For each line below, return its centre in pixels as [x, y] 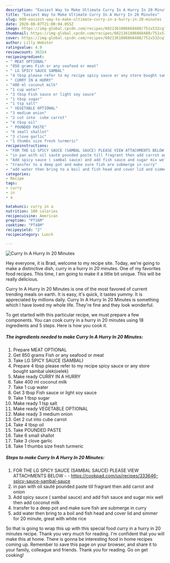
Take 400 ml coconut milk [40, 382]
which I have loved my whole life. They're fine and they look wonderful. [80, 305]
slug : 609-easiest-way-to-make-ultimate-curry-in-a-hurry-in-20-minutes [84, 19]
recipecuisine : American [32, 216]
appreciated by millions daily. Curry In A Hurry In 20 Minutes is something [82, 299]
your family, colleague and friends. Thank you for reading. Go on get [77, 549]
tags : [11, 183]
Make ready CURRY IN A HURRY [47, 377]
